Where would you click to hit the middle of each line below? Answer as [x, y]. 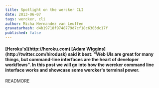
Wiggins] [96, 49]
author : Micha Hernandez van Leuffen [44, 24]
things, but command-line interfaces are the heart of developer [72, 59]
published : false [23, 33]
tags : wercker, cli [25, 19]
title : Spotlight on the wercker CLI [44, 10]
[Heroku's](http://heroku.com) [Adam [45, 49]
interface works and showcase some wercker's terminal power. [72, 70]
